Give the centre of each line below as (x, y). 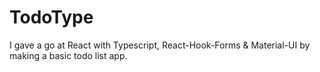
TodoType (51, 17)
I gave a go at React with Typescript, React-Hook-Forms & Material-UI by (160, 45)
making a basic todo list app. (68, 55)
